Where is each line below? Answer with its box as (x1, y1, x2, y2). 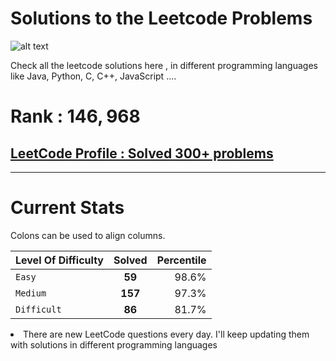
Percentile (156, 253, 207, 267)
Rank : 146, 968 (10, 105, 141, 128)
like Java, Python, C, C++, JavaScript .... (10, 70, 177, 82)
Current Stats (10, 197, 125, 219)
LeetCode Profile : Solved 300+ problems (10, 145, 274, 162)
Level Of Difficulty (15, 253, 104, 267)
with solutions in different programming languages (10, 338, 218, 351)
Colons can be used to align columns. (10, 229, 166, 241)
